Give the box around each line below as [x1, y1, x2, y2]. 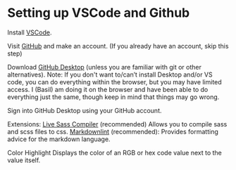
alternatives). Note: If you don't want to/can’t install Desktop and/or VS [7, 70, 213, 79]
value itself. [7, 156, 41, 164]
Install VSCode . [7, 28, 52, 37]
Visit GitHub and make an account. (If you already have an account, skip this [7, 41, 229, 50]
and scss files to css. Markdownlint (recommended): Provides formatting [7, 127, 218, 136]
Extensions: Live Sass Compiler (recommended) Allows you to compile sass [7, 119, 228, 128]
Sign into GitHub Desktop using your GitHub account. [7, 106, 162, 115]
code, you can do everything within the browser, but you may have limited [7, 77, 222, 86]
